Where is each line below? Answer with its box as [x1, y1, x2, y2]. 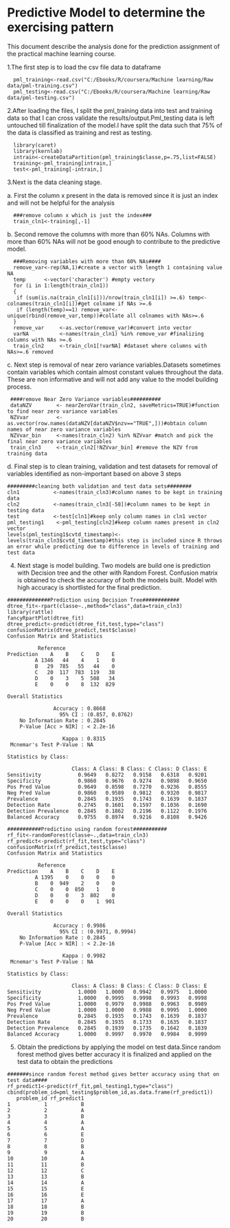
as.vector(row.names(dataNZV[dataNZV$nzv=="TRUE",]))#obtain [7, 420, 186, 427]
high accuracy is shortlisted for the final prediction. [16, 583, 161, 591]
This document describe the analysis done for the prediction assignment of [7, 42, 220, 50]
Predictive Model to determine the [7, 5, 206, 21]
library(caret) [13, 141, 57, 149]
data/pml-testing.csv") [7, 94, 76, 101]
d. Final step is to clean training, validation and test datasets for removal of [7, 462, 218, 470]
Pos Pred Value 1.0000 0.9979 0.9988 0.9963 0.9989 [7, 1001, 207, 1007]
